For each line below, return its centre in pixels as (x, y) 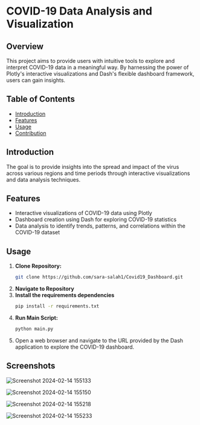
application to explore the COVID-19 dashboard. (75, 347)
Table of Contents (41, 99)
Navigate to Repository (44, 289)
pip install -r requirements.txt (57, 306)
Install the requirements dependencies (65, 295)
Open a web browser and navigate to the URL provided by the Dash (99, 340)
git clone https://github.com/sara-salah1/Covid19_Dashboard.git (99, 277)
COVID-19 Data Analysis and (79, 11)
